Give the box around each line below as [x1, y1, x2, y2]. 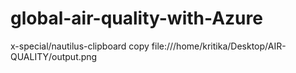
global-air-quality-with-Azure [10, 7, 263, 30]
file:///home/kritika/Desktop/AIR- [151, 40, 287, 52]
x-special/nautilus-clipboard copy [10, 40, 150, 52]
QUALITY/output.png [10, 50, 98, 62]
